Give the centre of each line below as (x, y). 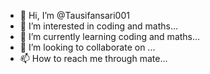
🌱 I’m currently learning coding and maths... (110, 36)
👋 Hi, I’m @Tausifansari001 (74, 15)
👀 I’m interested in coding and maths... (99, 26)
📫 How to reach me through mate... (93, 58)
